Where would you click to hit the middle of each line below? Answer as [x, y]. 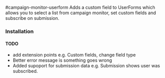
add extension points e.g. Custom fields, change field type [74, 55]
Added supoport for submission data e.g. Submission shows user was [86, 66]
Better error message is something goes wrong [62, 60]
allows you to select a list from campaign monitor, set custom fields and [81, 13]
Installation [20, 31]
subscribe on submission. [32, 18]
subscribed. [25, 71]
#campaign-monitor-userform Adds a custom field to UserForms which [80, 7]
